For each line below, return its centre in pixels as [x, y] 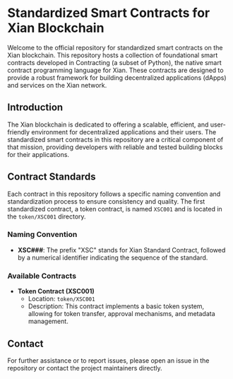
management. [48, 321]
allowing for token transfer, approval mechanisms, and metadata [121, 314]
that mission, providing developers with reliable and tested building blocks [115, 147]
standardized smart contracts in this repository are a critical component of [115, 139]
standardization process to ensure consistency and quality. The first [106, 201]
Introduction [35, 107]
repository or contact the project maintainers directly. [85, 368]
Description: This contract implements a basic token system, [116, 306]
